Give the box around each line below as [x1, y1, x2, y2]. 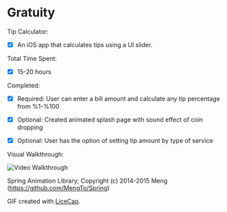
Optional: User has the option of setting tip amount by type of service [16, 137, 214, 145]
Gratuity [7, 5, 56, 21]
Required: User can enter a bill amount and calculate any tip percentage [16, 94, 221, 103]
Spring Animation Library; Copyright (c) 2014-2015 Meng [7, 176, 168, 185]
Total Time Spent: [7, 55, 57, 62]
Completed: [7, 81, 40, 90]
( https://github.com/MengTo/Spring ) [7, 184, 110, 192]
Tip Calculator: [7, 27, 49, 36]
